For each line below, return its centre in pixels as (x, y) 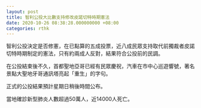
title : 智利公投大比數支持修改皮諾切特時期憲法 (58, 17)
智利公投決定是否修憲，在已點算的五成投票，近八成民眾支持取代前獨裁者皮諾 (100, 46)
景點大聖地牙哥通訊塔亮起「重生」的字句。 (59, 74)
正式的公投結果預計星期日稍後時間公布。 (56, 87)
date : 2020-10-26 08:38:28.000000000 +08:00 (63, 23)
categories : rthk (28, 28)
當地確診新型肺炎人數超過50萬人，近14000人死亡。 (70, 99)
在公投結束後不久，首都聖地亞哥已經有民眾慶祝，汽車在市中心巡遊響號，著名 (100, 66)
